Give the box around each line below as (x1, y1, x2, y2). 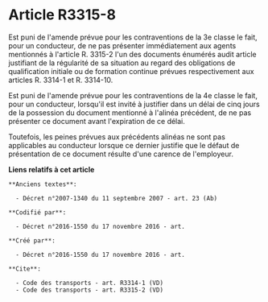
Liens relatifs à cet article (8, 164, 95, 174)
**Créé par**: (8, 236, 56, 245)
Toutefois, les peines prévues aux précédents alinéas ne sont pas (8, 131, 225, 142)
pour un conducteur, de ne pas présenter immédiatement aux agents (8, 40, 237, 50)
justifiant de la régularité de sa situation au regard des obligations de (8, 58, 236, 68)
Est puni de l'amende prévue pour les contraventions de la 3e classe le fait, (8, 32, 258, 42)
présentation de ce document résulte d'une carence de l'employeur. (8, 149, 233, 159)
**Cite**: (8, 264, 42, 273)
